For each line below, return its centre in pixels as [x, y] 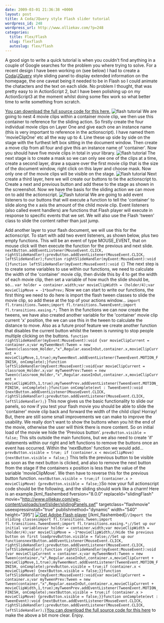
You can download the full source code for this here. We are [81, 111]
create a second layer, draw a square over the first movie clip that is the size [82, 163]
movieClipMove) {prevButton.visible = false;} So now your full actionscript [82, 483]
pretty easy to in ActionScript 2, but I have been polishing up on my [73, 91]
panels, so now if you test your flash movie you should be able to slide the [80, 406]
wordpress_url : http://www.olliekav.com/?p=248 [54, 28]
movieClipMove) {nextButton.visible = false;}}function [63, 571]
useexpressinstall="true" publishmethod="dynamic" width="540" [71, 509]
